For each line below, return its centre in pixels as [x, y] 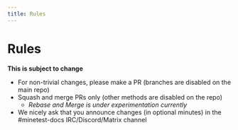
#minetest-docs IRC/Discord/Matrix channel [82, 119]
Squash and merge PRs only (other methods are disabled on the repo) [120, 97]
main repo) [33, 90]
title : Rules [27, 14]
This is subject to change [45, 69]
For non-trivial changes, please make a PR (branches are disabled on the [124, 82]
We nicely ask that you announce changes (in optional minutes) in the [119, 112]
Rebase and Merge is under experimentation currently [108, 105]
